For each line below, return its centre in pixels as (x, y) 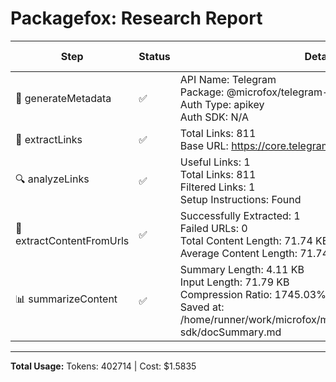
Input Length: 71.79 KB (234, 282)
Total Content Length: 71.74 (246, 240)
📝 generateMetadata (63, 98)
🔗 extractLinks (49, 139)
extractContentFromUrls (72, 240)
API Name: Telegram (228, 79)
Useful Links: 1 (215, 162)
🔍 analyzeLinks (52, 179)
